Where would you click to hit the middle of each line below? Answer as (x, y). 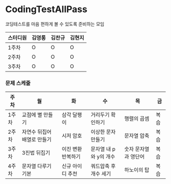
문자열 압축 (137, 136)
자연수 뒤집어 (37, 132)
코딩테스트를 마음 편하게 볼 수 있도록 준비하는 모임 (55, 24)
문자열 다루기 (37, 166)
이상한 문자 (103, 132)
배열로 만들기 (37, 139)
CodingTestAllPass (46, 9)
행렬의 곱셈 (137, 119)
